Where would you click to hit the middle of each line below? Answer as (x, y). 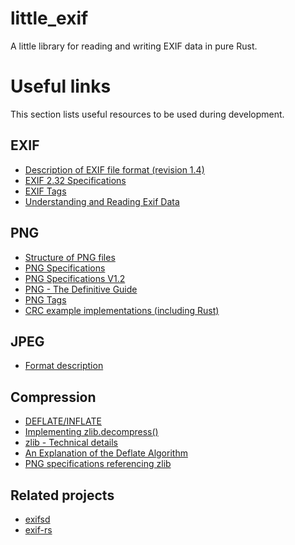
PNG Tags (45, 299)
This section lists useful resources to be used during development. (147, 114)
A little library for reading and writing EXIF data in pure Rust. (134, 46)
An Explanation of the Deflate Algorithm (106, 453)
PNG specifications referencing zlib (98, 464)
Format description (64, 366)
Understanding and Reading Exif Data (102, 201)
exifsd (37, 519)
